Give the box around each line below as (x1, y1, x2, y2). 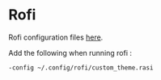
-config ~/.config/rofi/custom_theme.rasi (8, 63, 154, 72)
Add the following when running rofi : (8, 48, 132, 57)
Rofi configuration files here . (8, 32, 104, 42)
